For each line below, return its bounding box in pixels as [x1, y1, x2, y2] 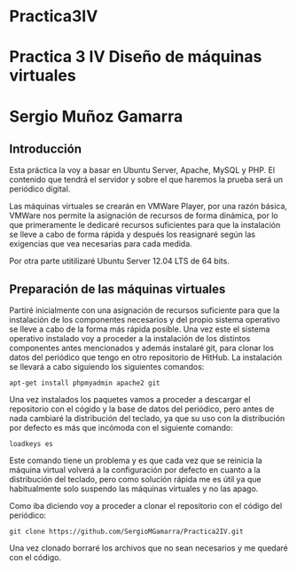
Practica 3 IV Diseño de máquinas [9, 47, 262, 67]
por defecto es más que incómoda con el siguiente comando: [9, 423, 233, 434]
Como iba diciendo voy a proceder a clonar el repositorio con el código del [9, 501, 283, 512]
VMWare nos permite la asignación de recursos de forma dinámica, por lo [9, 210, 278, 221]
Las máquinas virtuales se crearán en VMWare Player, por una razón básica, [9, 201, 288, 212]
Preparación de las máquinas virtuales [9, 281, 226, 296]
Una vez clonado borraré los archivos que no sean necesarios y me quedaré [9, 543, 288, 553]
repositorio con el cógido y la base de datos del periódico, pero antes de [9, 403, 275, 414]
